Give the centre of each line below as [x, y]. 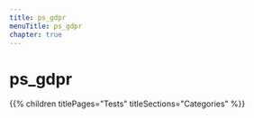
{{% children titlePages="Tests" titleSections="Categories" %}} [127, 104]
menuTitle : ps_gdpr [46, 26]
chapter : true [36, 34]
